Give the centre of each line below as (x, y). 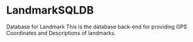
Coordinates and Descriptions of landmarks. (61, 33)
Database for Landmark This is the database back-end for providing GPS (96, 27)
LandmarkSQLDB (50, 10)
